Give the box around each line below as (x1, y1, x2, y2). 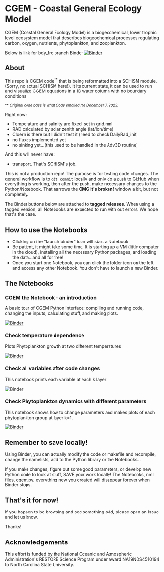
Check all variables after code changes (5, 365, 100, 372)
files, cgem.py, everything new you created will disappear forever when (5, 477, 150, 482)
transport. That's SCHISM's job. (12, 161, 77, 167)
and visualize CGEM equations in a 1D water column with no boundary (5, 88, 147, 94)
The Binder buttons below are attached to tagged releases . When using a (5, 201, 155, 207)
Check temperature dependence (5, 332, 84, 339)
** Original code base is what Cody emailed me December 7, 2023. (5, 103, 119, 108)
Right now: (5, 112, 27, 118)
